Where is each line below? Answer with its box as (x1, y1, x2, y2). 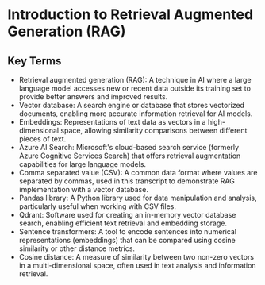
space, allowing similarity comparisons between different (60, 125, 248, 135)
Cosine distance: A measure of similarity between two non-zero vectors (18, 252, 255, 261)
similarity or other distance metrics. (18, 244, 136, 253)
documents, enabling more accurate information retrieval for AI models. (18, 109, 253, 118)
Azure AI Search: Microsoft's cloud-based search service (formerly (18, 143, 240, 152)
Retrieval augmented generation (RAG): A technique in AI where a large (18, 75, 252, 84)
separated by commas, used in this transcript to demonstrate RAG (18, 176, 235, 186)
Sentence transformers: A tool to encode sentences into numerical (18, 227, 237, 236)
